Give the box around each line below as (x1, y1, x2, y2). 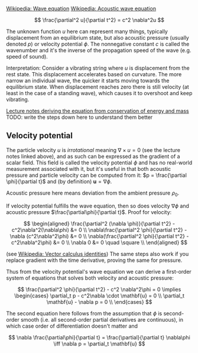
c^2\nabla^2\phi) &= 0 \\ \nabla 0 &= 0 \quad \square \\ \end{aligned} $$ (11, 239, 188, 246)
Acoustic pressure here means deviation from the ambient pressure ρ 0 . (6, 189, 180, 197)
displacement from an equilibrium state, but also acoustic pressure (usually (6, 34, 189, 41)
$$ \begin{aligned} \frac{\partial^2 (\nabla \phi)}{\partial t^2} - (23, 220, 176, 227)
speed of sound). (6, 53, 48, 60)
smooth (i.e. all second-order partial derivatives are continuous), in (20, 316, 183, 323)
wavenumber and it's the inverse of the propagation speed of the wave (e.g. (6, 47, 191, 54)
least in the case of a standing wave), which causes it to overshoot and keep (6, 90, 193, 96)
